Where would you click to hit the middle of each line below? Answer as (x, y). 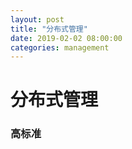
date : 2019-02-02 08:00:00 (66, 38)
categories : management (60, 47)
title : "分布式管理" (49, 29)
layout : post (37, 19)
